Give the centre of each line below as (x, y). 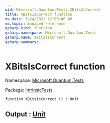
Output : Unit (25, 114)
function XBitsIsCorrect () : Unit (42, 99)
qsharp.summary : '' (25, 42)
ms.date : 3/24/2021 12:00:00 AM (39, 19)
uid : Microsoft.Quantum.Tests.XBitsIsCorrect (53, 10)
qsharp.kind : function (29, 28)
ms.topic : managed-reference (35, 24)
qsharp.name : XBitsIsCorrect (35, 38)
